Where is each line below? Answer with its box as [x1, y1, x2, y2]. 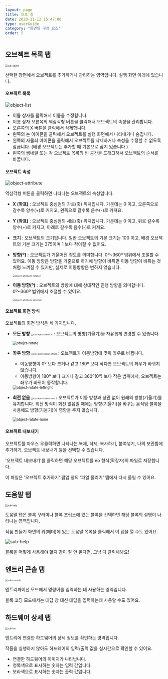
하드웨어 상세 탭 [5, 613, 51, 622]
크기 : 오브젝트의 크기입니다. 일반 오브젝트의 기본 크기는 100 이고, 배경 [12, 235, 149, 241]
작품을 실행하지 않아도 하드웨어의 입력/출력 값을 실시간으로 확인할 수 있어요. [5, 645, 153, 651]
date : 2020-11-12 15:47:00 [5, 17, 62, 22]
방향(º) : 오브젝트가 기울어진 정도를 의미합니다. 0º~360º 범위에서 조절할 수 [12, 252, 159, 258]
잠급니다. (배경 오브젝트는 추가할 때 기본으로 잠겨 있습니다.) [12, 144, 128, 150]
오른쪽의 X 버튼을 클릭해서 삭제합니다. [12, 125, 87, 131]
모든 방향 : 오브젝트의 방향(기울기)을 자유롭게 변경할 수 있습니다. [12, 331, 160, 337]
